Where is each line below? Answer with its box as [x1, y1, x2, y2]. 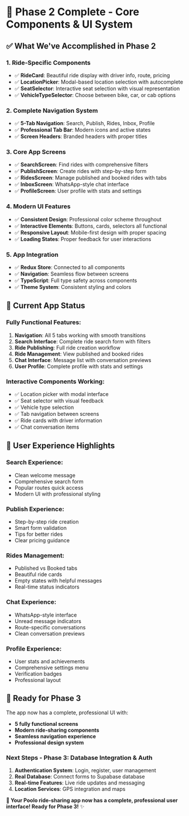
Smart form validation [14, 525, 67, 532]
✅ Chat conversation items [14, 424, 80, 431]
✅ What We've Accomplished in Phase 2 [6, 41, 156, 51]
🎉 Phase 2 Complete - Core [6, 5, 139, 19]
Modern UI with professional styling [14, 490, 101, 497]
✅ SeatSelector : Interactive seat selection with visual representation [14, 85, 180, 92]
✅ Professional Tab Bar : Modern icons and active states [14, 126, 151, 133]
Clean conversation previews [14, 630, 85, 637]
